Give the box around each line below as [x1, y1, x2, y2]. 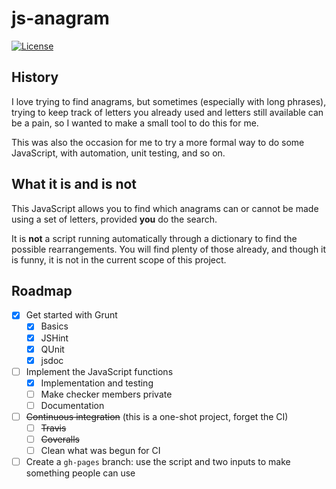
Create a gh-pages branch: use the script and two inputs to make [25, 456, 291, 468]
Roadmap [11, 282, 73, 299]
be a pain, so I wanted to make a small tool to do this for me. [11, 117, 259, 129]
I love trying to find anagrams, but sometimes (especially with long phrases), [11, 95, 327, 107]
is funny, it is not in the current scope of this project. [11, 253, 227, 266]
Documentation [40, 399, 105, 411]
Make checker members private [40, 388, 173, 400]
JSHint [40, 332, 69, 344]
